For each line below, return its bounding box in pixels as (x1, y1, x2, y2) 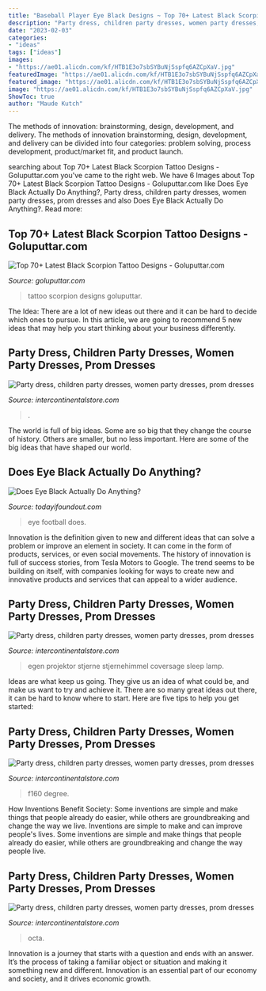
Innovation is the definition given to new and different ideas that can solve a (8, 532, 256, 542)
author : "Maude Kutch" (8, 100, 83, 108)
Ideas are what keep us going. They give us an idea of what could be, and (8, 677, 249, 686)
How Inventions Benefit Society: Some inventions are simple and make (8, 804, 238, 814)
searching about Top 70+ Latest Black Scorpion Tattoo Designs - (8, 162, 220, 172)
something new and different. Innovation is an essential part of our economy (8, 966, 257, 974)
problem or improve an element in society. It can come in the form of (8, 541, 232, 550)
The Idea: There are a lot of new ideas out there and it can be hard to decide (8, 306, 257, 316)
